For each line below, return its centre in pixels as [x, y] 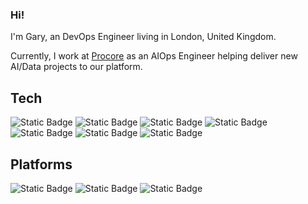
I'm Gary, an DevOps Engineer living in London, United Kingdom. [143, 37]
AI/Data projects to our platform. [76, 67]
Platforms [41, 164]
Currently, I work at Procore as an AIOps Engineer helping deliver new [154, 56]
